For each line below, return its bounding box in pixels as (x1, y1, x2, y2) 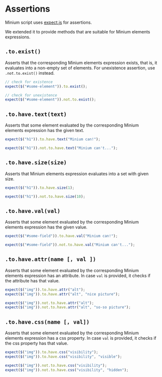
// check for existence (5, 79, 53, 84)
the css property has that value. (5, 341, 69, 346)
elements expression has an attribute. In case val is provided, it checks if (5, 273, 151, 279)
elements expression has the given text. (5, 128, 85, 133)
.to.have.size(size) (5, 159, 67, 166)
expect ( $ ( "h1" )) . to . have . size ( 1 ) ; (5, 185, 75, 190)
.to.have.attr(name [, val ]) (5, 256, 96, 263)
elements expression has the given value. (5, 224, 88, 230)
